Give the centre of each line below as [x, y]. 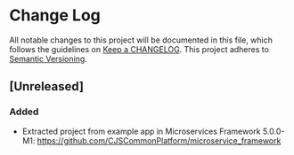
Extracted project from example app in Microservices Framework [141, 131]
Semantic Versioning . [48, 58]
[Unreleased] [47, 86]
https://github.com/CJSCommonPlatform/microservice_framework [159, 140]
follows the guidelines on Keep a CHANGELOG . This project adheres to [139, 49]
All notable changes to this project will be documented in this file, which [141, 40]
